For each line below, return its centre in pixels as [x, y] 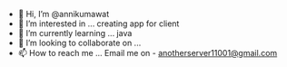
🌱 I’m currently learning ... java [75, 33]
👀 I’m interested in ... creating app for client [99, 24]
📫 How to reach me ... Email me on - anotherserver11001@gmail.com [148, 53]
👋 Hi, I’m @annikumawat [64, 14]
